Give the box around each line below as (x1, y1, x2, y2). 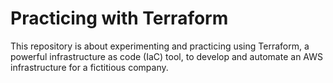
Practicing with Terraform (10, 7, 229, 30)
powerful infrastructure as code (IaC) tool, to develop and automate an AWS (10, 50, 323, 62)
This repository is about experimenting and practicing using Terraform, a (10, 40, 310, 52)
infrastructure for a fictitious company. (10, 61, 169, 73)
